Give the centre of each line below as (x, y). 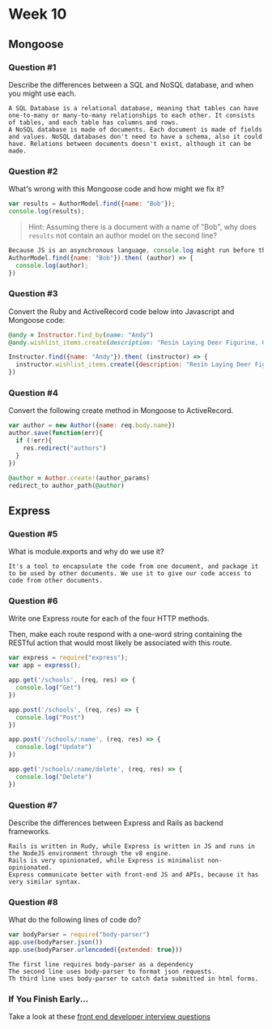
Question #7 (33, 805)
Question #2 (33, 171)
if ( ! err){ (34, 441)
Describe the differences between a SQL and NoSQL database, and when (131, 84)
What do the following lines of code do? (75, 920)
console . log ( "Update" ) (54, 747)
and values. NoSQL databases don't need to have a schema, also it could (136, 136)
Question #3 (33, 294)
